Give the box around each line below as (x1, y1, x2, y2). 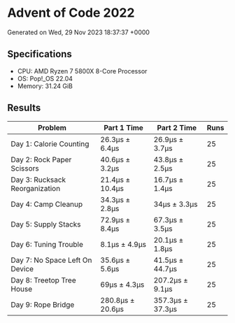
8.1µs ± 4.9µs (100, 239, 147, 249)
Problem (37, 122, 66, 132)
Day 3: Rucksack (10, 175, 66, 185)
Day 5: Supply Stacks (10, 219, 82, 229)
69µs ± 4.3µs (100, 280, 145, 289)
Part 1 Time (104, 122, 143, 132)
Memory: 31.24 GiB (17, 82, 73, 90)
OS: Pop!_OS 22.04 (17, 74, 73, 82)
